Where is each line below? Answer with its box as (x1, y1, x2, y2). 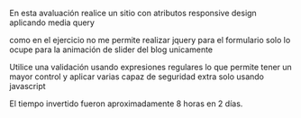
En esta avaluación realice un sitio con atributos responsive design (9, 8, 257, 18)
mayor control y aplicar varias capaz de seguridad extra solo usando (9, 71, 264, 82)
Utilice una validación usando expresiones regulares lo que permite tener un (9, 62, 293, 72)
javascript (9, 81, 47, 91)
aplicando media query (9, 17, 95, 28)
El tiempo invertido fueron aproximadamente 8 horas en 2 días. (9, 98, 243, 109)
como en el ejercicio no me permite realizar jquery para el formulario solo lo (9, 35, 291, 45)
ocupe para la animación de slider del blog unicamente (9, 44, 214, 55)
